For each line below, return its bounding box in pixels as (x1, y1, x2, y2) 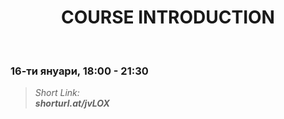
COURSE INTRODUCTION (61, 6, 275, 29)
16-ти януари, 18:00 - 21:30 (10, 64, 149, 78)
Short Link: (34, 87, 80, 99)
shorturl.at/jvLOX (34, 97, 110, 110)
